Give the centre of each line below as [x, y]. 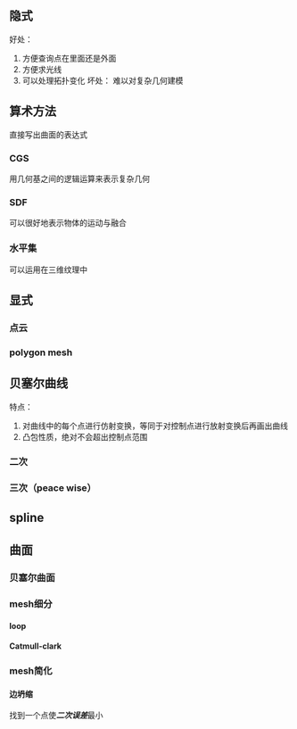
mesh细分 [31, 604]
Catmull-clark [36, 646]
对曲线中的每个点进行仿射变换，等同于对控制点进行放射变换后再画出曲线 [155, 426]
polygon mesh [41, 352]
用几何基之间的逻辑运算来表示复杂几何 [79, 178]
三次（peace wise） [53, 488]
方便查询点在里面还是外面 [69, 58]
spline [27, 517]
